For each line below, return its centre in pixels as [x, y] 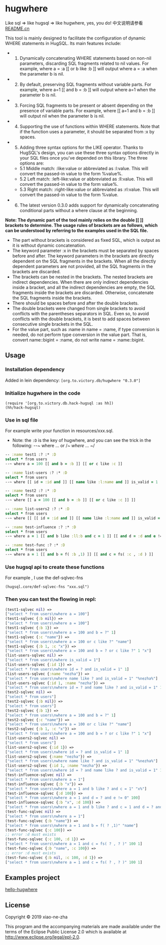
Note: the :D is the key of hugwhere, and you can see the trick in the [82, 440]
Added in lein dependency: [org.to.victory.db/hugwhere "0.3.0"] [73, 380]
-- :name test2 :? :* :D [31, 491]
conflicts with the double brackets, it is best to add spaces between [81, 319]
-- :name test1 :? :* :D [31, 455]
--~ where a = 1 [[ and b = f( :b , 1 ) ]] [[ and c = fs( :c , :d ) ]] [79, 555]
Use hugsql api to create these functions [55, 567]
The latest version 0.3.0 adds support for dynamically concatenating [89, 205]
